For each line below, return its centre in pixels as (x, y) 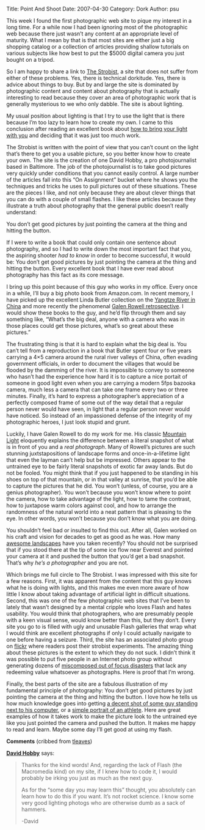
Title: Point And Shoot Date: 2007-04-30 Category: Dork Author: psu (93, 9)
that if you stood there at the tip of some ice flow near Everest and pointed (100, 550)
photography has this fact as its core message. (65, 275)
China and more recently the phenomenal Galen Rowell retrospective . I (95, 306)
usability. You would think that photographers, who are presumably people (100, 613)
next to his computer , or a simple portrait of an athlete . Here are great (94, 710)
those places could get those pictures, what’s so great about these (90, 326)
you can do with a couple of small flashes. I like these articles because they (101, 199)
